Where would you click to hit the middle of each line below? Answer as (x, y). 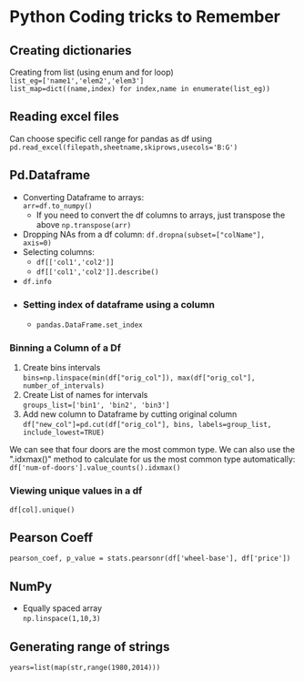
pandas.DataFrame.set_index (89, 325)
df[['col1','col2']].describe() (97, 272)
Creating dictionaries (71, 51)
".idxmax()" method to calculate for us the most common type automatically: (152, 459)
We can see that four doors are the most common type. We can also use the (152, 450)
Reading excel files (65, 117)
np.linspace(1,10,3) (61, 619)
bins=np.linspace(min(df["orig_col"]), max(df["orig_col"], (139, 378)
